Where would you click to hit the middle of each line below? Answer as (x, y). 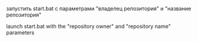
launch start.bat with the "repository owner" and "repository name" (89, 26)
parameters (20, 33)
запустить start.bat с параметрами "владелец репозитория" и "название (99, 9)
